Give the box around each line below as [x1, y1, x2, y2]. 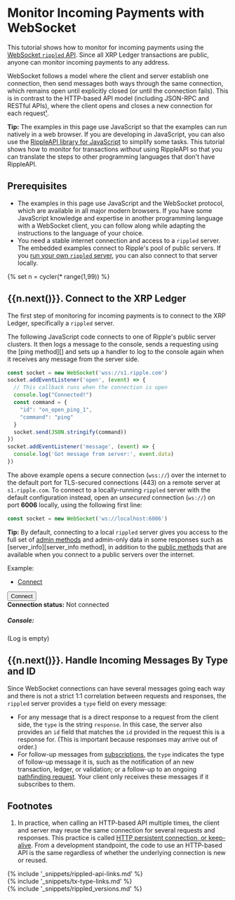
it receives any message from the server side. [7, 355, 140, 363]
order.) [17, 743, 37, 751]
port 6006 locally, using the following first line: [7, 500, 142, 509]
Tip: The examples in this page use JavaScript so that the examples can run [7, 122, 227, 131]
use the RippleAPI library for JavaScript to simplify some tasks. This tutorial [7, 137, 225, 145]
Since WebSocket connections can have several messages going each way [7, 684, 226, 693]
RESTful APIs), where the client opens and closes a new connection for [7, 101, 213, 110]
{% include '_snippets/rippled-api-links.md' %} [7, 870, 144, 878]
